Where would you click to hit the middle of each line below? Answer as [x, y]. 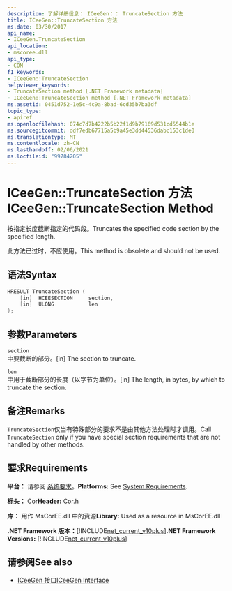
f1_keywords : [26, 72]
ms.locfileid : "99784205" [45, 157]
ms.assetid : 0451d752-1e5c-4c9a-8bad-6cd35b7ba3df [82, 105]
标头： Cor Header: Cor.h [43, 501]
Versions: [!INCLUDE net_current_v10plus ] [67, 539]
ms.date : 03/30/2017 [37, 27]
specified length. [31, 236]
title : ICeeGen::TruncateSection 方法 [62, 20]
